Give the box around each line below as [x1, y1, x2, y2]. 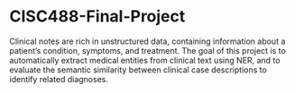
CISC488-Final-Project [9, 6, 186, 27]
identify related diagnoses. [9, 73, 108, 84]
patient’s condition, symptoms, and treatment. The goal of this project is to [9, 45, 286, 55]
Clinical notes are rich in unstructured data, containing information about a [9, 36, 286, 46]
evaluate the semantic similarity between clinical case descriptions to [9, 64, 268, 75]
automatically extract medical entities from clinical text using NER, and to [9, 55, 281, 65]
